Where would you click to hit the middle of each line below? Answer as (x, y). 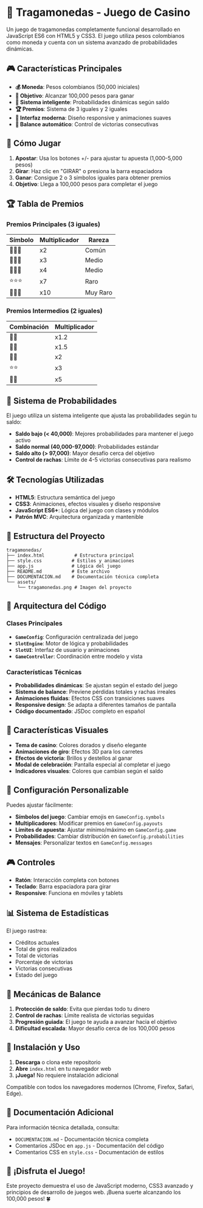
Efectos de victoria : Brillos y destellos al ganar (74, 758)
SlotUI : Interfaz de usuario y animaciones (67, 649)
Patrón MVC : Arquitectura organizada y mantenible (79, 517)
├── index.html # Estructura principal (71, 555)
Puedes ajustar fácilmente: (40, 805)
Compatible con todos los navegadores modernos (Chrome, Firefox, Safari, (100, 1087)
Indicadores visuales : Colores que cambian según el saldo (89, 771)
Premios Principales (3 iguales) (53, 224)
